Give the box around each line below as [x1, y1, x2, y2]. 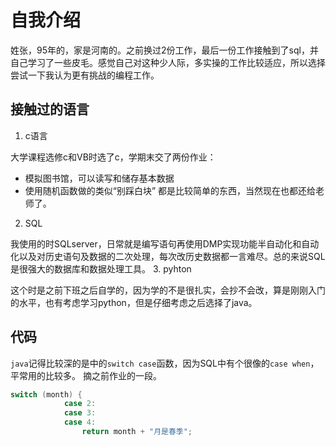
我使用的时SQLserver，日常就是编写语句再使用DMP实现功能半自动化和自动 [10, 237, 320, 250]
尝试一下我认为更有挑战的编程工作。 [10, 69, 160, 81]
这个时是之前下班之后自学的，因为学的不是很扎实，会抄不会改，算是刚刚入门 [10, 284, 326, 296]
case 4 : [63, 417, 97, 428]
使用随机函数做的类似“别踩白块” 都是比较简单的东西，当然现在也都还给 [24, 184, 317, 196]
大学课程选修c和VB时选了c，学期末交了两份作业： [10, 151, 217, 163]
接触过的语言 [10, 101, 90, 118]
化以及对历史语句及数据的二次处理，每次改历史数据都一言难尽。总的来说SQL [10, 250, 326, 262]
